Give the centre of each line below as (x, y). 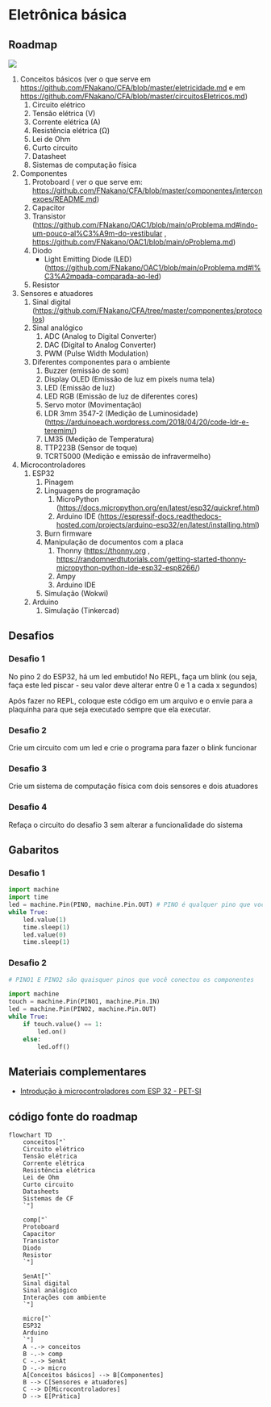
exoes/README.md (64, 199)
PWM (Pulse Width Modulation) (96, 353)
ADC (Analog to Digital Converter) (100, 336)
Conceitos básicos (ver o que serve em (85, 79)
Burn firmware (68, 533)
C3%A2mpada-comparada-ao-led (101, 276)
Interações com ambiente (65, 1298)
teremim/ (59, 430)
